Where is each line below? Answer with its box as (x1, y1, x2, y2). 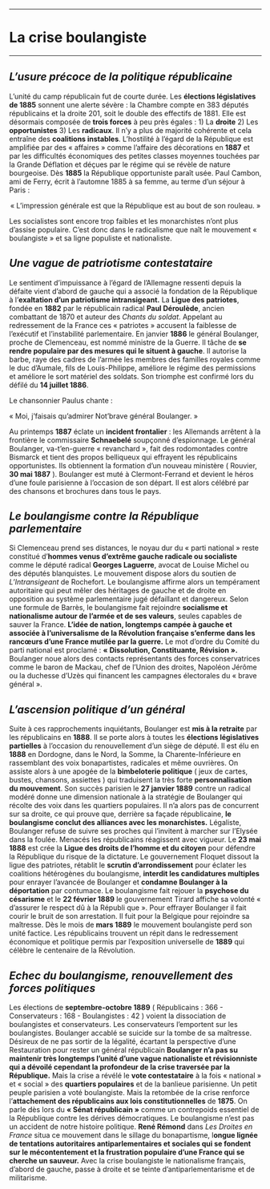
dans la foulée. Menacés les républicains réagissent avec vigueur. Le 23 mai (9, 835, 262, 844)
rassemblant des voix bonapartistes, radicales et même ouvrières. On (9, 758, 239, 768)
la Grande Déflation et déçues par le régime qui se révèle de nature (9, 160, 231, 169)
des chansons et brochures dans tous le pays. (9, 486, 162, 495)
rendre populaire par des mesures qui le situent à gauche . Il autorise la (9, 346, 247, 355)
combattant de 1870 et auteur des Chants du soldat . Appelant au (9, 312, 223, 322)
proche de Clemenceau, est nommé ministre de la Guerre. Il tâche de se (9, 338, 247, 347)
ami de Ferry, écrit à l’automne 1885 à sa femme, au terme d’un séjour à (9, 176, 245, 186)
